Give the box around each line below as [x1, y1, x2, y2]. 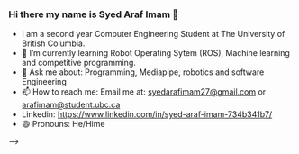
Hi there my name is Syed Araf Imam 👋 [8, 8, 179, 21]
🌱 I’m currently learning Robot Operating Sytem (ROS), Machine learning [21, 48, 290, 59]
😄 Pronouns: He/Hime [21, 119, 105, 130]
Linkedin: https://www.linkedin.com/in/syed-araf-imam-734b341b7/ [21, 109, 273, 120]
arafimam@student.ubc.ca [21, 99, 121, 111]
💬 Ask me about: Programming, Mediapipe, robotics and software [21, 67, 265, 77]
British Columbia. [21, 38, 86, 49]
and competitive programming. [21, 58, 136, 68]
